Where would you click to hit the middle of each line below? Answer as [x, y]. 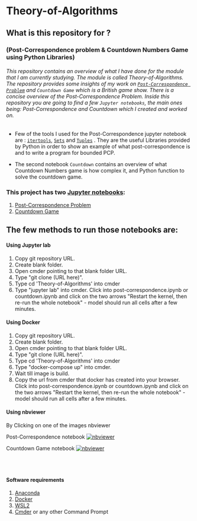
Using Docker [23, 322]
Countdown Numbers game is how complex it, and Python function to [99, 170]
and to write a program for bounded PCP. [65, 153]
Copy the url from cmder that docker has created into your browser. [97, 379]
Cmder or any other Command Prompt [61, 512]
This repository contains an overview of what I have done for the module [95, 71]
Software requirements [35, 479]
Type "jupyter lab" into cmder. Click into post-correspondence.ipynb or [101, 290]
